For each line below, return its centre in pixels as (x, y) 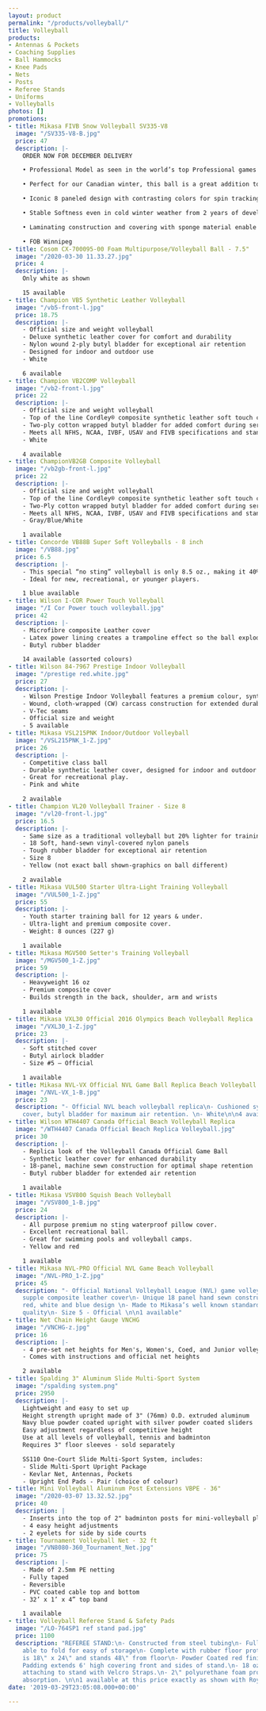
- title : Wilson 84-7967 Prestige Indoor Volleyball (97, 667)
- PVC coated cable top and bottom (81, 1592)
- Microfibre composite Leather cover (86, 630)
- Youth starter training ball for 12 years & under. (113, 917)
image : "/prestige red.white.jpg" (72, 674)
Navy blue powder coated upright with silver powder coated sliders (138, 1423)
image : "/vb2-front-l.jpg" (60, 388)
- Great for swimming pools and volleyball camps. (108, 1239)
